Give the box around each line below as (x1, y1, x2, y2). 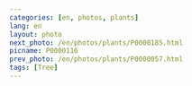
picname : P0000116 (9, 47, 78, 56)
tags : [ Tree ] (9, 64, 59, 73)
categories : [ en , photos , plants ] (9, 13, 140, 22)
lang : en (9, 21, 42, 30)
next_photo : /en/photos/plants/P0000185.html (9, 38, 183, 47)
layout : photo (9, 30, 63, 39)
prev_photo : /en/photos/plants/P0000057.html (9, 55, 183, 64)
